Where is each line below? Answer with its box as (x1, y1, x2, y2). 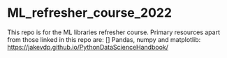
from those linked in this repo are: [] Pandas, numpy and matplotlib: (7, 35, 201, 43)
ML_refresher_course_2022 (7, 5, 173, 21)
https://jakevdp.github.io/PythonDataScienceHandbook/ (7, 43, 169, 51)
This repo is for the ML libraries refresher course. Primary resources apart (7, 28, 220, 36)
